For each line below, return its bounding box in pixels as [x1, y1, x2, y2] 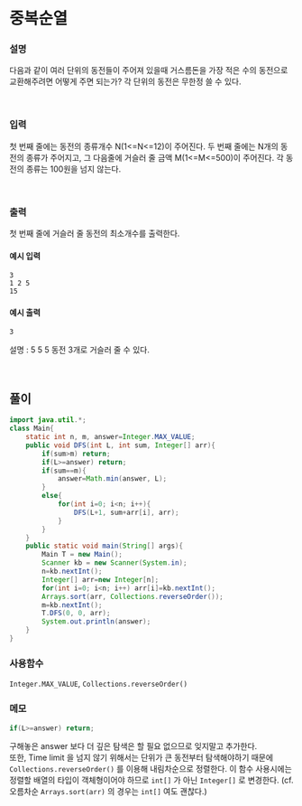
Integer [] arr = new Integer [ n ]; [41, 575, 160, 584]
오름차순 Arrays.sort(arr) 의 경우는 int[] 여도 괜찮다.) [9, 786, 207, 797]
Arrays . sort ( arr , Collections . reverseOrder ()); [41, 592, 224, 601]
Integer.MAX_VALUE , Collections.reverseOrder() [9, 679, 188, 689]
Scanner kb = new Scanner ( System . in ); [41, 558, 188, 567]
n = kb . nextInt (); [41, 567, 103, 576]
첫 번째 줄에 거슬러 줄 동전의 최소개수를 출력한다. [9, 228, 180, 239]
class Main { [9, 424, 54, 434]
